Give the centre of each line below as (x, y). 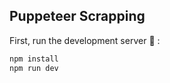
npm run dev (34, 68)
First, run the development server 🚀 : (85, 40)
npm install (34, 59)
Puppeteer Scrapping (77, 16)
